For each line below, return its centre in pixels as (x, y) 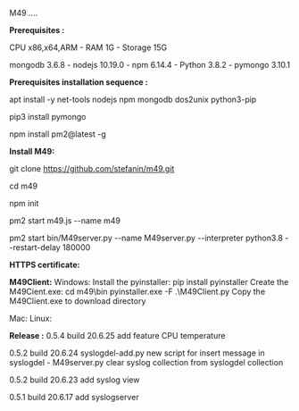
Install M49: (32, 151)
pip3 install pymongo (48, 117)
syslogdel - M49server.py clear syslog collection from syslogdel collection (146, 362)
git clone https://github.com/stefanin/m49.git (92, 168)
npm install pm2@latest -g (58, 134)
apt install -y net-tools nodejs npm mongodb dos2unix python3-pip (133, 99)
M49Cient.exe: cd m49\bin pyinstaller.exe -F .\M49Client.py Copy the (137, 291)
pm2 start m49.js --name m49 (65, 221)
